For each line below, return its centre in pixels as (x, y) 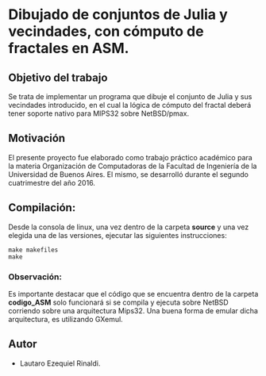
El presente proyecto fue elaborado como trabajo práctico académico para (130, 157)
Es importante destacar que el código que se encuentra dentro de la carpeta (133, 294)
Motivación (37, 138)
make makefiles (33, 250)
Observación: (35, 277)
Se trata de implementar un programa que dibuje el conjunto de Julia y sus (130, 96)
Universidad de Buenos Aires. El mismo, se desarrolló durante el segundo (128, 174)
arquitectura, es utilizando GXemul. (66, 319)
